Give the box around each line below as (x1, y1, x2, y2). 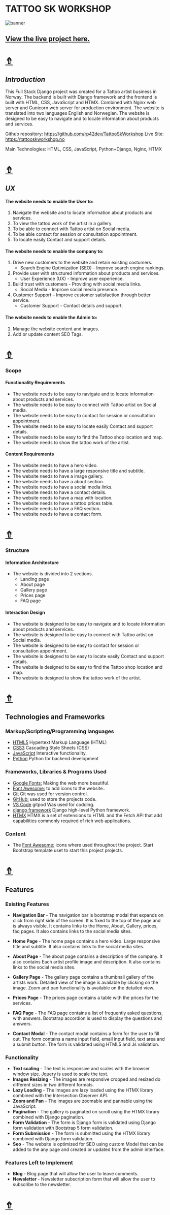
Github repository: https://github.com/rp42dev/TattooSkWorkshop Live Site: (5, 131, 164, 137)
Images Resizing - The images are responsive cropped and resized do (12, 1076, 161, 1082)
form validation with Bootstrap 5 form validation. (12, 1125, 114, 1131)
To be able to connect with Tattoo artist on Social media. (12, 226, 131, 232)
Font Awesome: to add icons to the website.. (12, 785, 106, 791)
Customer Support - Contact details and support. (20, 303, 123, 309)
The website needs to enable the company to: (5, 248, 104, 254)
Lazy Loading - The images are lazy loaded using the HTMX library (12, 1087, 154, 1093)
